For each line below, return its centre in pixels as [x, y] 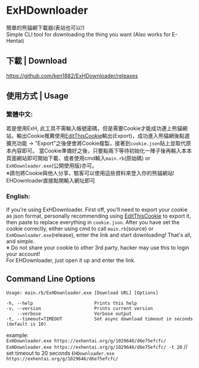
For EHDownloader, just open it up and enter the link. [71, 260]
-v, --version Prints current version [80, 308]
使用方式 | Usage [37, 96]
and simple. [20, 241]
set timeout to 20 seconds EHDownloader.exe [60, 353]
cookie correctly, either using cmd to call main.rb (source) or [80, 228]
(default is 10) [26, 324]
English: [18, 196]
